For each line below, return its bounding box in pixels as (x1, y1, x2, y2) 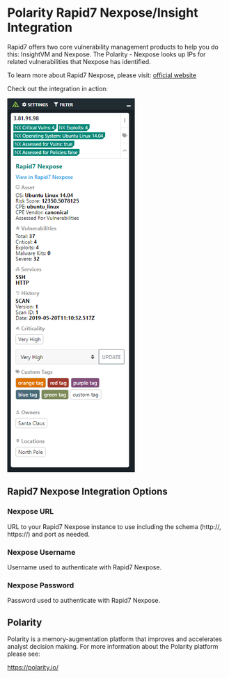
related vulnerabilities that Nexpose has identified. (7, 57, 151, 65)
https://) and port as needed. (7, 530, 90, 538)
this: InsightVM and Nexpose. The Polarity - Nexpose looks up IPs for (7, 50, 206, 58)
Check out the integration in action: (7, 84, 109, 93)
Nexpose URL (7, 507, 54, 517)
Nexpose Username (7, 547, 76, 557)
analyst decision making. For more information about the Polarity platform (7, 642, 219, 651)
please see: (7, 649, 40, 659)
